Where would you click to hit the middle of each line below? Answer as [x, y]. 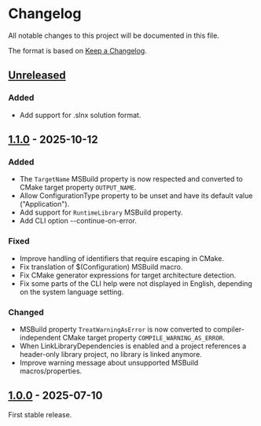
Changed [26, 312]
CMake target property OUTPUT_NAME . [78, 187]
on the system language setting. [72, 292]
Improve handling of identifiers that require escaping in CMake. [122, 258]
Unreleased [37, 75]
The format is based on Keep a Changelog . [77, 50]
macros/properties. [51, 371]
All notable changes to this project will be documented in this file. [114, 35]
